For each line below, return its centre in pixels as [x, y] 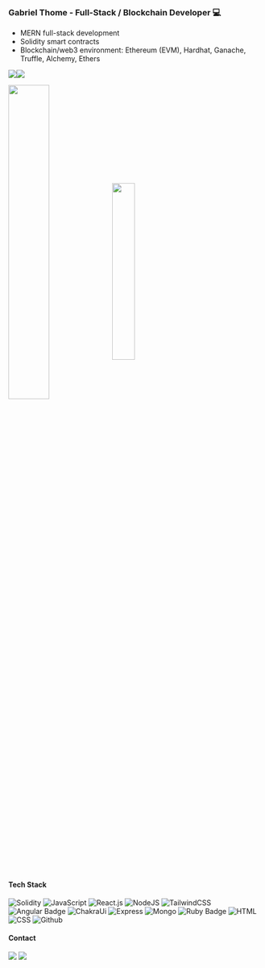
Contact [22, 938]
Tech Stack [27, 884]
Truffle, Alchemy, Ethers [60, 59]
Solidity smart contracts [60, 42]
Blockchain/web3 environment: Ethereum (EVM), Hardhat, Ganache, [133, 50]
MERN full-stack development [70, 33]
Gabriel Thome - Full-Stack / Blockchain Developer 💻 [115, 12]
